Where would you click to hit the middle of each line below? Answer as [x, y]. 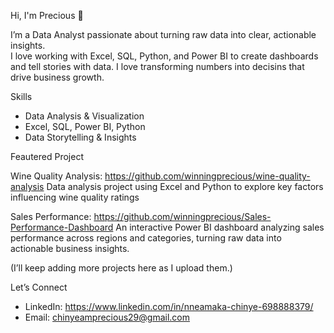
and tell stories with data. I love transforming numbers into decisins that [157, 66]
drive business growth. [57, 77]
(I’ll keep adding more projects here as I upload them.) [121, 268]
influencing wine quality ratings [75, 197]
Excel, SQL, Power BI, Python [85, 126]
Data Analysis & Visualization [84, 116]
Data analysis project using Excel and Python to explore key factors [185, 186]
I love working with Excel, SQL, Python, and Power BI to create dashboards [164, 56]
